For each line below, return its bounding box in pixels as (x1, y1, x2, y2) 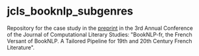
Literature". (7, 44, 35, 51)
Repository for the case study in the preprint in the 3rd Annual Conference (7, 24, 194, 32)
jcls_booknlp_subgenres (7, 4, 133, 18)
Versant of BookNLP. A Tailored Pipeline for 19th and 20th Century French (7, 37, 192, 44)
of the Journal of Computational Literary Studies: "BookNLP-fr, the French (7, 30, 192, 38)
